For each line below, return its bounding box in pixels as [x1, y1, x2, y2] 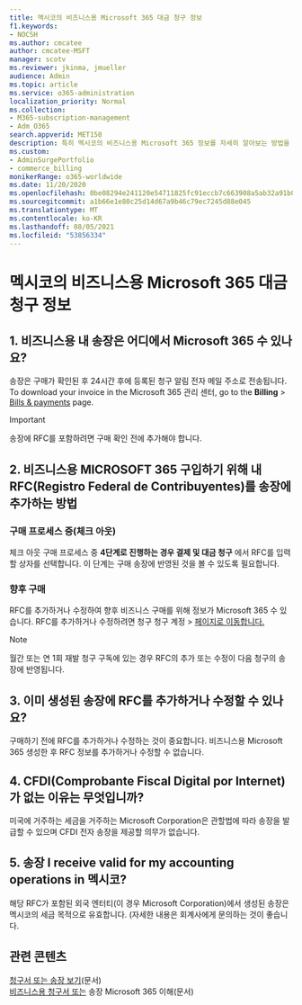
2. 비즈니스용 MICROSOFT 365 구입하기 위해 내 [9, 462, 262, 477]
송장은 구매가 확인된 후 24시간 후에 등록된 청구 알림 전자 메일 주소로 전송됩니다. [9, 375, 288, 387]
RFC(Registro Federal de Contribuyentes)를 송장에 [9, 479, 292, 494]
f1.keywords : [9, 22, 58, 31]
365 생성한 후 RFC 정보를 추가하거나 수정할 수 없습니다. [9, 747, 205, 758]
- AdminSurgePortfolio [9, 155, 94, 165]
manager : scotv [9, 55, 67, 64]
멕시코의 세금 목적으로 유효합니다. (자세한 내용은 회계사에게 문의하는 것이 [9, 909, 264, 920]
